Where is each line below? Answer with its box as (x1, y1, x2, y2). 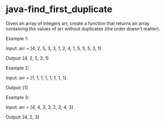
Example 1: (6, 35, 29, 41)
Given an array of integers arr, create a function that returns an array (6, 20, 150, 26)
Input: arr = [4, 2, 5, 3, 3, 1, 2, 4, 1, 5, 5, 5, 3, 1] (6, 45, 101, 51)
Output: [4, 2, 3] (6, 114, 40, 120)
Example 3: (6, 94, 30, 100)
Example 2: (6, 65, 30, 71)
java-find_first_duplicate (6, 4, 113, 15)
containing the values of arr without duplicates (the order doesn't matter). (6, 25, 160, 31)
